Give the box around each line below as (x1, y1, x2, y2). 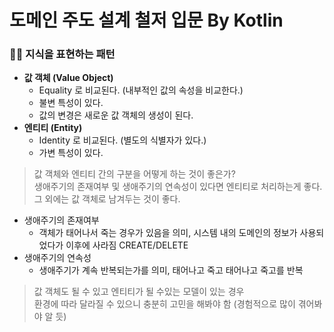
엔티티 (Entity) (23, 122, 83, 134)
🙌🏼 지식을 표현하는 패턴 (9, 47, 116, 61)
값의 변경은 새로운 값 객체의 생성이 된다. (38, 109, 194, 121)
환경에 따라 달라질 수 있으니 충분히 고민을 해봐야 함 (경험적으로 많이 (33, 298, 296, 310)
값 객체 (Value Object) (23, 72, 114, 84)
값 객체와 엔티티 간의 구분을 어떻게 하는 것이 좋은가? (33, 168, 236, 180)
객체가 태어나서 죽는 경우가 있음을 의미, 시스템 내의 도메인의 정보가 (38, 227, 298, 239)
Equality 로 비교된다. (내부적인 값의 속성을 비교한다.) (38, 84, 244, 96)
